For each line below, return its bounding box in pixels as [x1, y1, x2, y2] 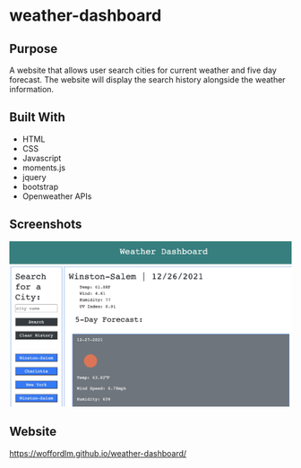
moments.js [21, 162, 65, 173]
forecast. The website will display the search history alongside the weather [9, 74, 286, 85]
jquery [21, 171, 47, 182]
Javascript [21, 152, 62, 163]
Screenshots [9, 217, 82, 232]
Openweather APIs [21, 190, 92, 202]
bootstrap [21, 181, 59, 192]
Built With [9, 109, 65, 126]
